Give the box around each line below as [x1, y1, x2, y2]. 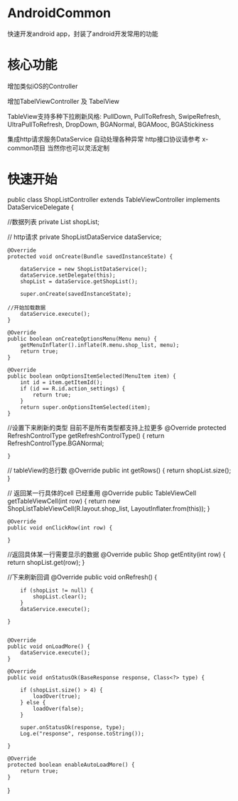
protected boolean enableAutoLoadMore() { [7, 761, 135, 768]
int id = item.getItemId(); [20, 378, 103, 386]
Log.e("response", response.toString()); [20, 730, 144, 737]
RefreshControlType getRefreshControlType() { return [7, 431, 165, 440]
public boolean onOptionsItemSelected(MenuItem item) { [7, 372, 176, 380]
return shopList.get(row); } [7, 558, 85, 566]
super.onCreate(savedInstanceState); [20, 290, 132, 297]
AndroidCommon [7, 5, 112, 21]
